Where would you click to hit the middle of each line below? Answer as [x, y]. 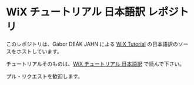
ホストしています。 [39, 51]
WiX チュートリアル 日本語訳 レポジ [92, 12]
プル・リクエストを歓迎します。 [45, 76]
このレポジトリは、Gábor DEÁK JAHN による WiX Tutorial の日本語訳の [92, 44]
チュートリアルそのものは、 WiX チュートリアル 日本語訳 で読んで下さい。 [96, 64]
